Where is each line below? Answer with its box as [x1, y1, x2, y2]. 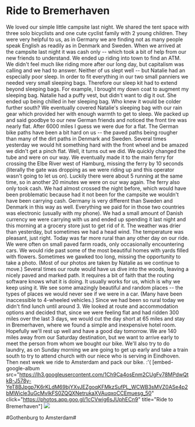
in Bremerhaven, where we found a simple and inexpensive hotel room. [6, 321, 176, 328]
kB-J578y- [6, 377, 32, 384]
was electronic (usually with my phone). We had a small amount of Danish [6, 209, 183, 217]
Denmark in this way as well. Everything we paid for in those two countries [6, 203, 185, 210]
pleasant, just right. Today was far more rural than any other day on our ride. [6, 234, 189, 241]
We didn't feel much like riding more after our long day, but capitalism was [6, 60, 185, 68]
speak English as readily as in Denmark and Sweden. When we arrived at [6, 42, 182, 49]
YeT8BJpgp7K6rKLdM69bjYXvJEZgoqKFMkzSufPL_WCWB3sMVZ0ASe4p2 [6, 383, 188, 390]
